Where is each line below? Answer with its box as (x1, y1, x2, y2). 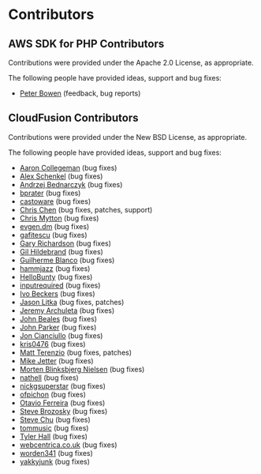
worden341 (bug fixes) (19, 448, 93, 457)
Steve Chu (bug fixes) (19, 415, 91, 424)
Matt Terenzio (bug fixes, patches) (19, 348, 132, 357)
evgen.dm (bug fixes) (19, 221, 90, 231)
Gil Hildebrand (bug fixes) (19, 246, 104, 256)
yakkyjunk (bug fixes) (19, 457, 91, 466)
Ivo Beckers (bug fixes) (19, 288, 96, 298)
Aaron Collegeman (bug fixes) (19, 163, 117, 172)
